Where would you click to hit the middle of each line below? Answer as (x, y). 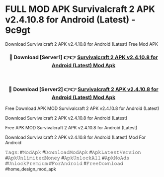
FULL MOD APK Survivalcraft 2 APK (80, 9)
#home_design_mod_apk (31, 169)
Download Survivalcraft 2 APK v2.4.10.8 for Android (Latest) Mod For (76, 137)
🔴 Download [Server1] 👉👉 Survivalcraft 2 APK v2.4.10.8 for (83, 57)
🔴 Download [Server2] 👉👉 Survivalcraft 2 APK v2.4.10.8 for (83, 89)
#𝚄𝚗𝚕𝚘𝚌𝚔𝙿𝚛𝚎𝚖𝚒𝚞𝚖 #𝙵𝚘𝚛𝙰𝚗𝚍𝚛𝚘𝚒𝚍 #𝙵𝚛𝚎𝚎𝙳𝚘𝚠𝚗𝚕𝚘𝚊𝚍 (64, 163)
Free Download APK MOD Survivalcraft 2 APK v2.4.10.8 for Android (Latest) (82, 108)
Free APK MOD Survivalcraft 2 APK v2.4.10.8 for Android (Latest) (71, 127)
